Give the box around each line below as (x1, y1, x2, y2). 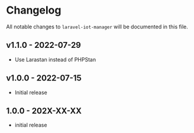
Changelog (6, 4, 62, 17)
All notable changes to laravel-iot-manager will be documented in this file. (6, 23, 188, 30)
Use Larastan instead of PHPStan (14, 56, 96, 63)
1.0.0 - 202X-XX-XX (6, 106, 82, 116)
